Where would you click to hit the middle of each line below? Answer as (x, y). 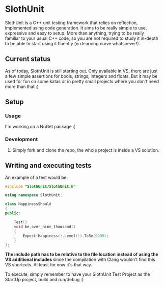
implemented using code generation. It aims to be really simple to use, (76, 28)
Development (22, 140)
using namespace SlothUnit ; (34, 195)
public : (13, 213)
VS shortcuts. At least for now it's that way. (49, 265)
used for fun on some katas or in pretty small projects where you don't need (82, 81)
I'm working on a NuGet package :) (41, 127)
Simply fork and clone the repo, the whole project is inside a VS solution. (86, 150)
